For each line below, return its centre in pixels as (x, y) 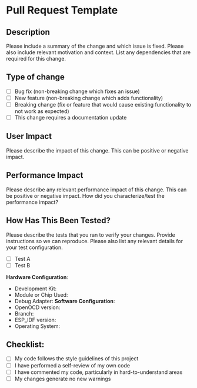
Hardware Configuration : (37, 277)
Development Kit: (36, 288)
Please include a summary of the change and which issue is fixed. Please (95, 46)
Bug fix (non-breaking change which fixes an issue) (77, 91)
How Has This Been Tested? (58, 220)
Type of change (35, 77)
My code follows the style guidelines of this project (76, 359)
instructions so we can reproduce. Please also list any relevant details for (95, 241)
